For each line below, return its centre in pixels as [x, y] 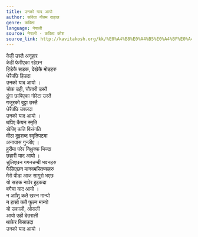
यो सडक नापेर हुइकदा [27, 182]
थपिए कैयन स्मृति [22, 122]
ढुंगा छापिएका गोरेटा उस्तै [29, 96]
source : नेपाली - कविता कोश [35, 34]
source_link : [22, 39]
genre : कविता [20, 22]
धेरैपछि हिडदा [18, 76]
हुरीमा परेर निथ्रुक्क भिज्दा [29, 149]
